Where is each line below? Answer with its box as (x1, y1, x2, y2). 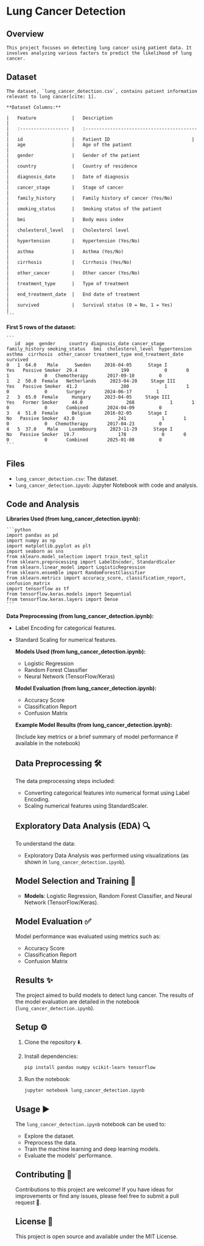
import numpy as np (6, 537, 56, 544)
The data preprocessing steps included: (15, 778, 116, 785)
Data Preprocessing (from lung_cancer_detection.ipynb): (6, 613, 154, 620)
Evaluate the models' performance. (24, 1151, 113, 1159)
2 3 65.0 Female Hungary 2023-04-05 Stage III (6, 394, 171, 400)
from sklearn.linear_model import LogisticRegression (6, 564, 146, 570)
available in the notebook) (15, 740, 80, 747)
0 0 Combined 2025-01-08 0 (6, 437, 163, 443)
